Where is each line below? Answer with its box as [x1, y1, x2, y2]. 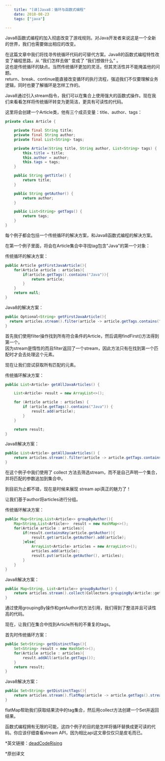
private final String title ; [14, 128, 74, 133]
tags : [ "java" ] [14, 16, 45, 21]
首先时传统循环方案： [5, 632, 48, 638]
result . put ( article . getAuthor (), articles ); [31, 553, 124, 558]
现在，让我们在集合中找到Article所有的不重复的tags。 [5, 621, 113, 627]
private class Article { [5, 119, 56, 124]
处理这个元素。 [26, 351, 57, 357]
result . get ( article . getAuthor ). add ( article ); [31, 535, 126, 540]
